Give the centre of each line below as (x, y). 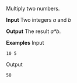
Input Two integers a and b (39, 20)
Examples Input (25, 43)
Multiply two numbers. (33, 9)
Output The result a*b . (34, 31)
